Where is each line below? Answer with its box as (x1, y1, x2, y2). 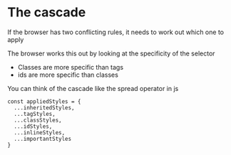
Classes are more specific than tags (17, 63, 123, 71)
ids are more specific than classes (17, 70, 119, 79)
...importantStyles (14, 135, 72, 142)
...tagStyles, (14, 110, 56, 117)
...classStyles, (14, 117, 62, 124)
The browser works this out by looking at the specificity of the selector (7, 49, 215, 58)
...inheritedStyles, (14, 104, 75, 111)
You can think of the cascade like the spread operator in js (7, 84, 179, 92)
